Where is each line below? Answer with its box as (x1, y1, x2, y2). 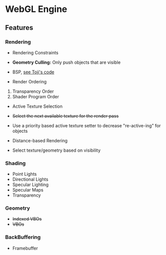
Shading (5, 160, 26, 167)
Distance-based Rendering (12, 137, 68, 143)
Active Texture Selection (12, 103, 63, 109)
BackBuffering (5, 234, 41, 241)
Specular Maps (12, 187, 44, 193)
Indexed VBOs (12, 216, 42, 222)
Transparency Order (12, 88, 54, 94)
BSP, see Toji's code (12, 69, 55, 75)
